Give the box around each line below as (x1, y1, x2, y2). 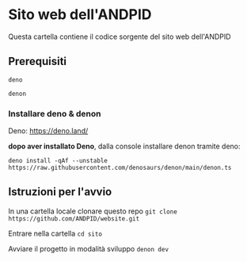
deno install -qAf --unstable (8, 157, 108, 165)
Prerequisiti (8, 55, 67, 68)
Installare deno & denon (8, 108, 101, 119)
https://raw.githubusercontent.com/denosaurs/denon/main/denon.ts (8, 164, 232, 172)
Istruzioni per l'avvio (8, 185, 112, 199)
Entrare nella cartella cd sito (8, 228, 103, 238)
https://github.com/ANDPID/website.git (8, 214, 140, 223)
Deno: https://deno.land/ (8, 126, 89, 136)
